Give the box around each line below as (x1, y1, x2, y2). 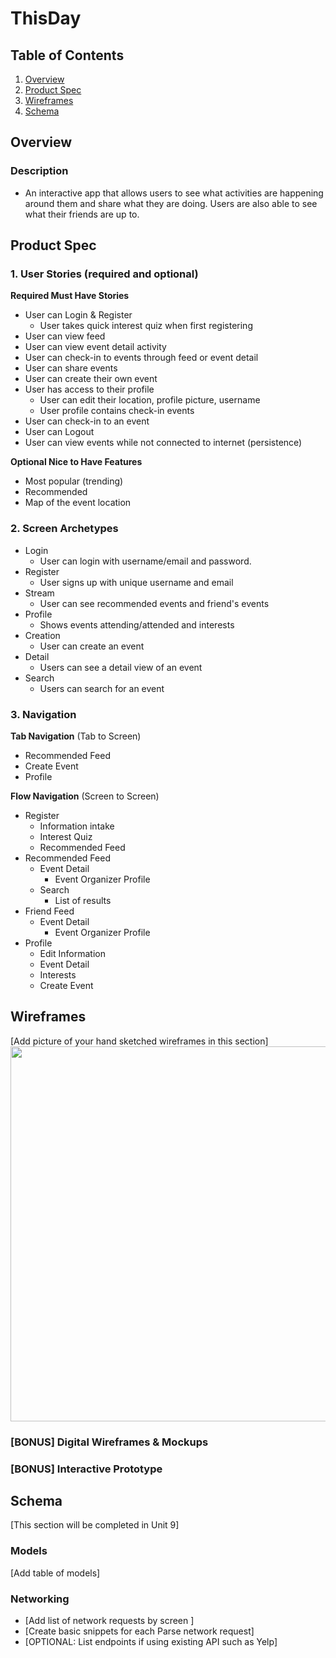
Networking (10, 1592, 70, 1606)
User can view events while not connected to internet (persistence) (24, 437, 303, 449)
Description (10, 164, 69, 178)
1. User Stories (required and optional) (10, 267, 199, 281)
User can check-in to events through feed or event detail (24, 352, 259, 364)
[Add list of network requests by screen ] (24, 1615, 195, 1627)
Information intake (39, 820, 115, 832)
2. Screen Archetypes (10, 522, 119, 536)
